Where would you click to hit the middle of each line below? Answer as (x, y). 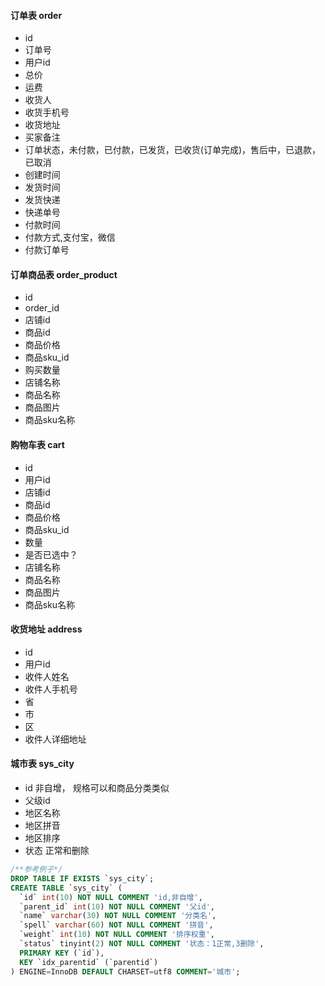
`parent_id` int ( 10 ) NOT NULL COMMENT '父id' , (117, 906)
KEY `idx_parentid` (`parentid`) (89, 962)
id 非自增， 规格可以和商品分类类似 (97, 788)
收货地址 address (46, 629)
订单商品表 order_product (64, 274)
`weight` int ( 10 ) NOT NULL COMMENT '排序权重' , (117, 935)
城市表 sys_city (42, 764)
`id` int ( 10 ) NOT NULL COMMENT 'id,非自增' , (111, 897)
